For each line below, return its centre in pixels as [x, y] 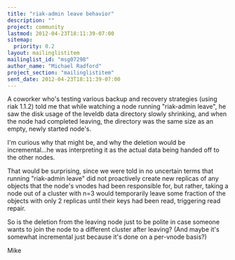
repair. [16, 209]
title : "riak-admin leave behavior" [61, 14]
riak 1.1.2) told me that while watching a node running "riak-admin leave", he [117, 107]
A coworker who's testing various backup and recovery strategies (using [112, 99]
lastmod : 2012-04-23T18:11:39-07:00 [61, 33]
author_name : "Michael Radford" [54, 66]
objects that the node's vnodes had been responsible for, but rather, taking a [118, 186]
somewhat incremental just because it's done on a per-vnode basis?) [107, 237]
